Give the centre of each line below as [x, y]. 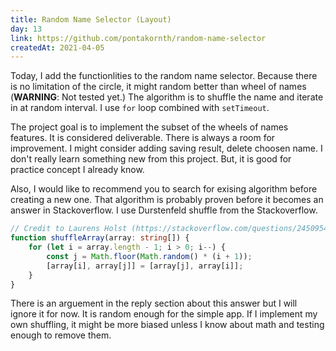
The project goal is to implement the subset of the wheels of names [149, 127]
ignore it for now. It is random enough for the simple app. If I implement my [164, 314]
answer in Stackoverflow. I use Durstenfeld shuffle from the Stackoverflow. [164, 210]
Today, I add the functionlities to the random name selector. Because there [164, 76]
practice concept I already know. [77, 170]
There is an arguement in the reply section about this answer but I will [154, 303]
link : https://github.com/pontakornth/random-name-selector [138, 38]
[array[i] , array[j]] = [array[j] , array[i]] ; [145, 266]
